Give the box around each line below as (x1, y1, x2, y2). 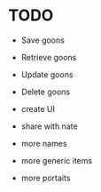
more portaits (20, 172, 71, 183)
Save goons (20, 35, 66, 45)
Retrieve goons (20, 52, 77, 62)
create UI (20, 103, 55, 114)
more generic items (20, 155, 93, 165)
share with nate (20, 121, 78, 132)
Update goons (20, 68, 74, 80)
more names (20, 138, 67, 148)
